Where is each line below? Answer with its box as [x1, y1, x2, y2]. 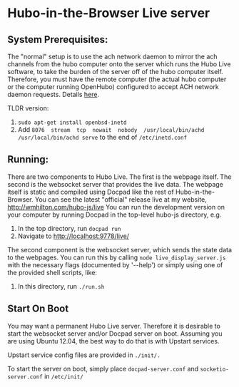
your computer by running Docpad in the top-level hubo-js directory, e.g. [7, 210, 222, 219]
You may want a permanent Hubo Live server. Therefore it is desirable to [7, 321, 221, 330]
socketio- [199, 366, 230, 373]
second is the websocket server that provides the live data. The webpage [7, 180, 223, 188]
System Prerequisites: [7, 33, 108, 46]
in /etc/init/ [44, 372, 83, 381]
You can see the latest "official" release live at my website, [34, 195, 207, 204]
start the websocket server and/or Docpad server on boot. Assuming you [7, 329, 223, 338]
